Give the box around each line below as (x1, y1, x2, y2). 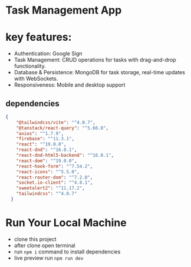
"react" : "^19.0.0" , (16, 141, 67, 147)
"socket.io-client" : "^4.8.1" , (16, 180, 93, 186)
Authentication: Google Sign (14, 50, 83, 57)
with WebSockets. (14, 75, 58, 83)
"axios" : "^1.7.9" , (16, 130, 64, 136)
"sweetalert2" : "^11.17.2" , (16, 185, 85, 192)
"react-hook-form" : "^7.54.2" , (16, 163, 93, 169)
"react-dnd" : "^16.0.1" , (16, 147, 77, 153)
